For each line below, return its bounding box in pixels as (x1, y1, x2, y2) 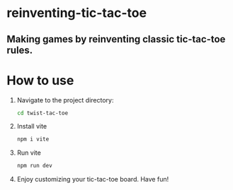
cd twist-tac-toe (16, 109, 69, 117)
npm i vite (16, 136, 50, 143)
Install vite (16, 122, 47, 131)
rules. (6, 44, 33, 56)
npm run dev (16, 162, 52, 170)
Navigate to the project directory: (16, 95, 114, 104)
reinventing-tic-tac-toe (6, 5, 147, 21)
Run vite (16, 148, 42, 157)
